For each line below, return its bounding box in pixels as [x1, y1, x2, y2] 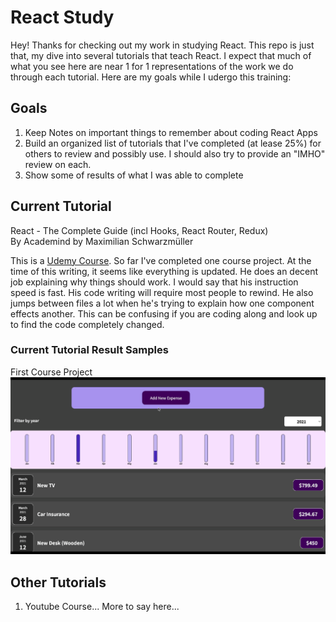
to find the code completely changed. [10, 318, 165, 330]
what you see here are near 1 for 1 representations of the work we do [10, 60, 294, 72]
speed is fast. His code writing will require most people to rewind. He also [10, 286, 314, 298]
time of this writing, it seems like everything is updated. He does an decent [10, 265, 319, 277]
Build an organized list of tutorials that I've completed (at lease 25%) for [24, 137, 322, 149]
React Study [10, 6, 115, 29]
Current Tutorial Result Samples [10, 343, 169, 357]
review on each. [24, 158, 92, 170]
